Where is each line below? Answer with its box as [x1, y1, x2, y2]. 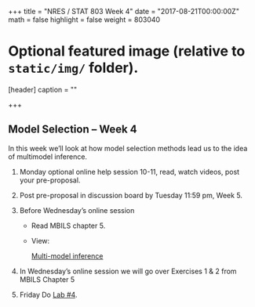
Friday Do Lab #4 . [19, 290, 78, 299]
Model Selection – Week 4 [8, 123, 137, 136]
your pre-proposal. [19, 175, 81, 185]
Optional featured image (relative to [8, 42, 246, 60]
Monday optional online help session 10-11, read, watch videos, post [19, 167, 240, 176]
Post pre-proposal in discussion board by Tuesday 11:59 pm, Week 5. [19, 190, 243, 200]
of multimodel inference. [8, 152, 88, 161]
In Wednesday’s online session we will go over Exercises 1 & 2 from [19, 266, 237, 276]
